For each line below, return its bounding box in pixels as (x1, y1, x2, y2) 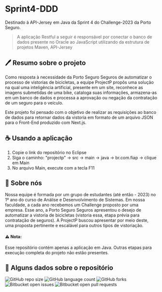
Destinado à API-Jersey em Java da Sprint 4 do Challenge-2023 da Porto (5, 19, 151, 25)
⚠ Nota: (5, 233, 22, 239)
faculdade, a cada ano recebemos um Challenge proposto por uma (5, 202, 139, 208)
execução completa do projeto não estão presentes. (5, 249, 109, 255)
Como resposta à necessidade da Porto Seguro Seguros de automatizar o (5, 74, 152, 80)
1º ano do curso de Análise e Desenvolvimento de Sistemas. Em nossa (5, 197, 145, 203)
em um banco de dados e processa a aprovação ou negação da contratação (5, 94, 158, 100)
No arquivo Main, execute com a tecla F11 (12, 165, 95, 170)
